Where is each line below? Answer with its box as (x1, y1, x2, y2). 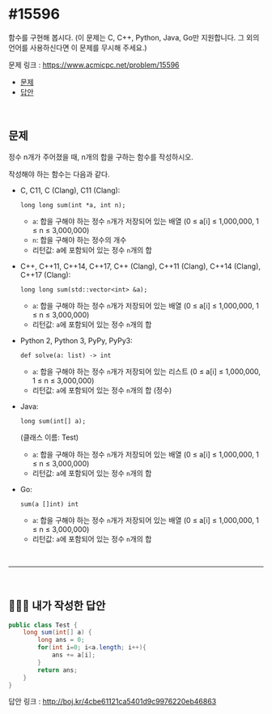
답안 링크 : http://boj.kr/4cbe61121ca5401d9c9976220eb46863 (8, 697, 217, 707)
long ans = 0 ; (37, 636, 85, 644)
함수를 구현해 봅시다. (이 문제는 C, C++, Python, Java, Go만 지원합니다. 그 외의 (8, 32, 260, 42)
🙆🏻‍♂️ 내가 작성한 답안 (8, 599, 106, 613)
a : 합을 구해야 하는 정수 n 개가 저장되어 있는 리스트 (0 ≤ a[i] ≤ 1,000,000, (32, 366, 261, 376)
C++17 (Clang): (19, 270, 71, 279)
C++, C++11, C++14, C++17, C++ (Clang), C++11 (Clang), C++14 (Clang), (19, 261, 261, 271)
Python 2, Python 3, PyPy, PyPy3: (19, 335, 133, 345)
